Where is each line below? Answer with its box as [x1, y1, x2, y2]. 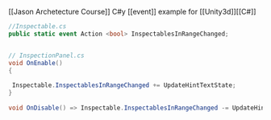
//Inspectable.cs [8, 23, 67, 31]
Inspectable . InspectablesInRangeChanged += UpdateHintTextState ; [11, 81, 236, 89]
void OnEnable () [8, 59, 63, 67]
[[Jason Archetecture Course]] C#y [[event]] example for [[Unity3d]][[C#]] [8, 7, 256, 16]
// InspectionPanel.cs [8, 52, 85, 60]
